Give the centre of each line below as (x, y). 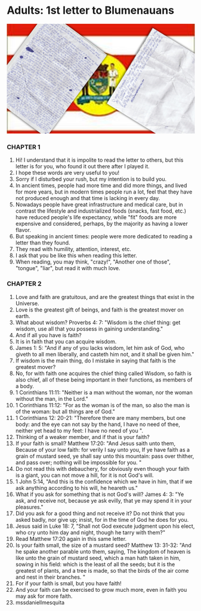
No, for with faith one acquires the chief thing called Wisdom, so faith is (103, 373)
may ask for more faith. (44, 596)
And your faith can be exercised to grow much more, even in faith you (101, 589)
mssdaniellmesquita (40, 602)
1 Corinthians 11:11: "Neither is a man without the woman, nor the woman (104, 392)
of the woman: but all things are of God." (65, 412)
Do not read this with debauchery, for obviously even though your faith (102, 468)
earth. (23, 316)
